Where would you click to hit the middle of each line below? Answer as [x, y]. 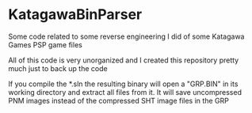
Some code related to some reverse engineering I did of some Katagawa [126, 36]
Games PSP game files [46, 44]
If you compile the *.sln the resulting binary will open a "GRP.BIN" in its [123, 84]
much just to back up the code [58, 68]
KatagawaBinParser [75, 15]
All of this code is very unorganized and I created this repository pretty [124, 60]
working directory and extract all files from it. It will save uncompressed [125, 92]
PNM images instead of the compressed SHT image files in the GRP [119, 100]
